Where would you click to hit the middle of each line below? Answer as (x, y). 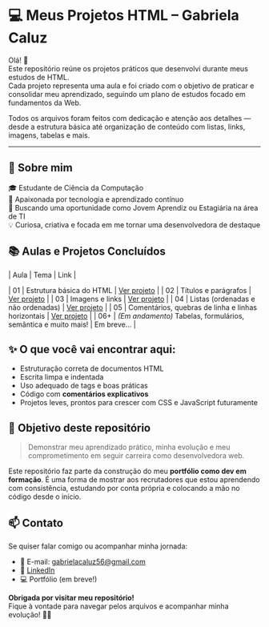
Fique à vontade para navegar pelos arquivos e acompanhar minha (119, 606)
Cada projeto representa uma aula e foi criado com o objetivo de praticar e (131, 86)
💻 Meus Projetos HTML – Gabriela (124, 16)
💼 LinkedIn (37, 570)
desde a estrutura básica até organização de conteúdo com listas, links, (127, 127)
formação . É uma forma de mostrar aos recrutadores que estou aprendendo (134, 480)
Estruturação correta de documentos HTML (92, 368)
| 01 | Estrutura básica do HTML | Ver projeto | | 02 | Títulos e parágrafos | (130, 290)
